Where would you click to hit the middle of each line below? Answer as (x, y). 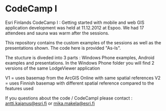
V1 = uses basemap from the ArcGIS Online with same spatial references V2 (83, 78)
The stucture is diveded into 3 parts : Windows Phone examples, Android (80, 57)
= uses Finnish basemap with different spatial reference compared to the (80, 83)
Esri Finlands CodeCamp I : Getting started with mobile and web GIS (75, 22)
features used (19, 88)
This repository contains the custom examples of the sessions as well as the (83, 42)
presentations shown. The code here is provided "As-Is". (63, 48)
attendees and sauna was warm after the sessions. (57, 33)
